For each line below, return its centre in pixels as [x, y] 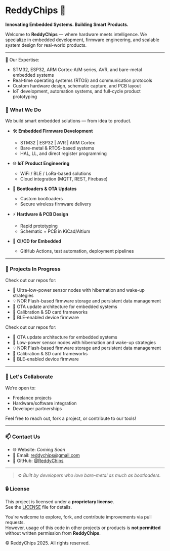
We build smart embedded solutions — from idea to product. [68, 121]
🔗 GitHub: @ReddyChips [38, 461]
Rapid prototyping [39, 226]
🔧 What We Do [23, 110]
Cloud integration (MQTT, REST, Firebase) [64, 179]
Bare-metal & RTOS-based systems [57, 148]
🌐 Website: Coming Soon [39, 450]
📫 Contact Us [23, 437]
